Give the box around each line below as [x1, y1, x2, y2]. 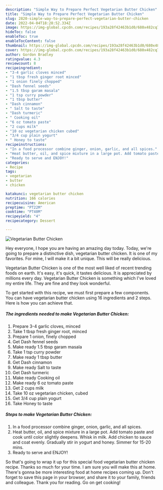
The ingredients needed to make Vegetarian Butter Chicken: [5, 311, 129, 317]
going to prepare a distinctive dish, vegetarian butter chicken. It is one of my [5, 250, 158, 256]
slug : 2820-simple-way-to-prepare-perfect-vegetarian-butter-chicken [5, 16, 149, 21]
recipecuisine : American [5, 200, 56, 205]
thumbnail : [5, 43, 28, 48]
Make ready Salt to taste [12, 364, 61, 370]
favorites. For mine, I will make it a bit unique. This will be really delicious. [5, 255, 151, 261]
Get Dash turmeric [12, 369, 50, 375]
